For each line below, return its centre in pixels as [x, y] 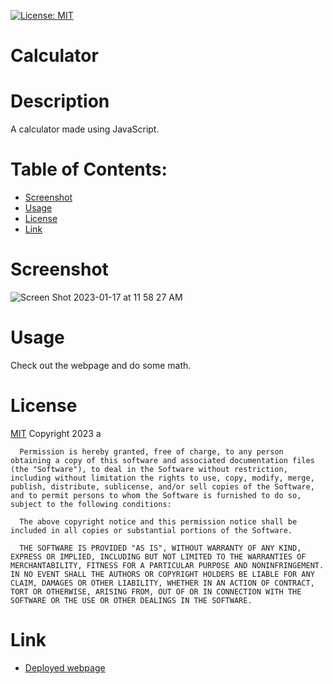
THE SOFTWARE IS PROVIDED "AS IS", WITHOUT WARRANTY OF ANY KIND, [160, 548]
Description [60, 101]
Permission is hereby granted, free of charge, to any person [151, 451]
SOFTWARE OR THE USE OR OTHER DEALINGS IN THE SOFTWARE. [131, 600]
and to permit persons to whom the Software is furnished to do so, [156, 495]
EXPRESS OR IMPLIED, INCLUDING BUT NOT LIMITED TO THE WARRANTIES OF [158, 556]
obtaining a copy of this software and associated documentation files [162, 460]
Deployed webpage [65, 667]
